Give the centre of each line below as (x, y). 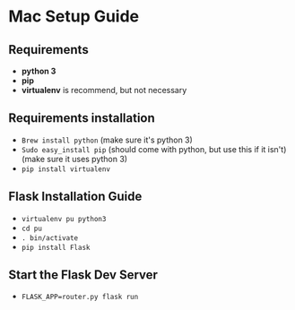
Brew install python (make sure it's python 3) (107, 140)
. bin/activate (50, 238)
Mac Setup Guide (74, 17)
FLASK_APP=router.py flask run (80, 297)
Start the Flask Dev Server (83, 275)
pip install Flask (56, 247)
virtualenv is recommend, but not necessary (104, 90)
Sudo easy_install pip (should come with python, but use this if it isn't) (154, 149)
